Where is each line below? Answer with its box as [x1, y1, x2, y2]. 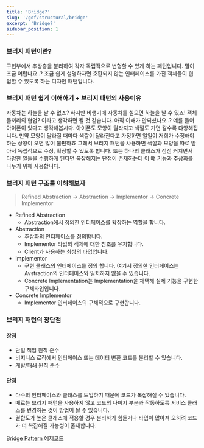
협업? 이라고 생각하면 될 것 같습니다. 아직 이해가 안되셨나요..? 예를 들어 [27, 116, 195, 124]
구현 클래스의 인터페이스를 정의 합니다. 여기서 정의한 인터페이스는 [24, 262, 179, 270]
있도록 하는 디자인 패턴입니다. [24, 77, 94, 85]
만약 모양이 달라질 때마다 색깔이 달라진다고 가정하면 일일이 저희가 [19, 131, 174, 139]
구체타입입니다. [24, 285, 61, 292]
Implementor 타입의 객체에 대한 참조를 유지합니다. [24, 240, 144, 248]
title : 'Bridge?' [6, 9, 51, 15]
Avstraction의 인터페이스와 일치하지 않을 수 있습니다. [24, 270, 150, 277]
